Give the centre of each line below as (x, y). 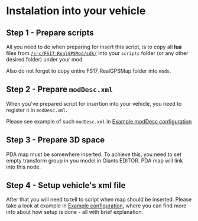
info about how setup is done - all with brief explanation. (75, 212)
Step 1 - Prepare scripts (50, 33)
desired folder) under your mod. (45, 59)
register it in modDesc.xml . (37, 110)
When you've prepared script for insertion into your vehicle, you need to (94, 103)
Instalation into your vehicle (76, 11)
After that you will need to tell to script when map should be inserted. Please (99, 200)
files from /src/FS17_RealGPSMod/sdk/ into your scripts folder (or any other (97, 53)
